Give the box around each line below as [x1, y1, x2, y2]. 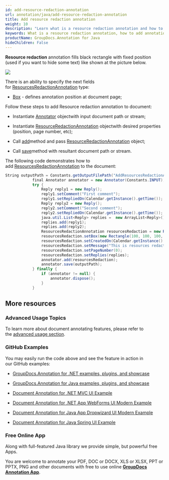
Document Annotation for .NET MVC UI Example [12, 390, 113, 396]
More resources [5, 299, 56, 308]
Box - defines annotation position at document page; [12, 94, 122, 100]
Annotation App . [5, 469, 41, 475]
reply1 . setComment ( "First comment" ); [41, 192, 121, 197]
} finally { [32, 267, 57, 272]
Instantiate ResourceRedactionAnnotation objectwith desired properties [12, 123, 161, 129]
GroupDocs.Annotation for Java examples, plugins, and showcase [12, 380, 149, 386]
